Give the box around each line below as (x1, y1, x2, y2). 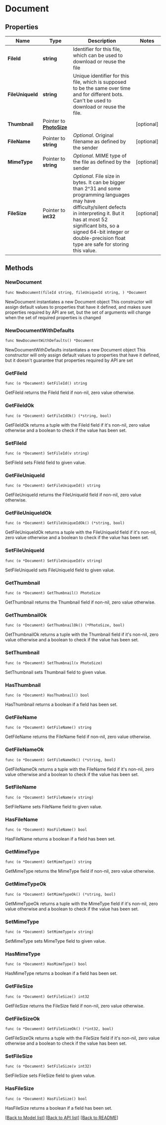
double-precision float (73, 235, 126, 241)
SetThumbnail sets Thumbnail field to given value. (5, 669, 107, 675)
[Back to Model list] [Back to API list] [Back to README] (5, 1115, 119, 1121)
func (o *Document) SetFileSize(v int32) (5, 1064, 92, 1069)
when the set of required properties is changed (5, 314, 101, 320)
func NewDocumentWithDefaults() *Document (5, 338, 94, 343)
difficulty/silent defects (73, 204, 126, 211)
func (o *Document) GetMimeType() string (5, 859, 92, 865)
